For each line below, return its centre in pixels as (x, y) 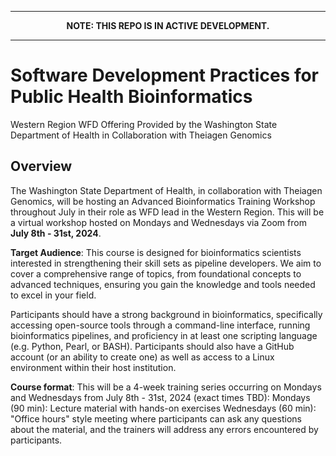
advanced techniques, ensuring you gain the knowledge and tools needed (163, 284)
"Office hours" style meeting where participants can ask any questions (156, 418)
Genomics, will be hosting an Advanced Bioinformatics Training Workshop (163, 201)
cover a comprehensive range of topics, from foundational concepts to (156, 273)
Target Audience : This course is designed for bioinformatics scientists (156, 252)
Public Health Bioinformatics (131, 97)
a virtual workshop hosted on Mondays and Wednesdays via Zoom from (158, 222)
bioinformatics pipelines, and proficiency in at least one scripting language (164, 335)
